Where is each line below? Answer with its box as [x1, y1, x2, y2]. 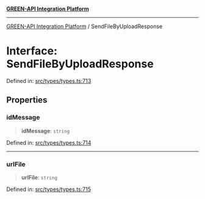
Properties [6, 95, 48, 106]
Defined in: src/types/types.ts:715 [6, 186, 92, 193]
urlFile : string [21, 173, 58, 181]
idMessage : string [21, 127, 70, 134]
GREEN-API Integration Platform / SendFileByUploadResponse [6, 23, 163, 30]
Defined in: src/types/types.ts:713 [6, 77, 92, 84]
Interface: [6, 44, 58, 58]
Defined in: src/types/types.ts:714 [6, 139, 92, 146]
